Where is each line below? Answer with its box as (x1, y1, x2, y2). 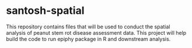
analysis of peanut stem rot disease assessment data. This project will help (6, 29, 187, 36)
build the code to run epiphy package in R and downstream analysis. (6, 35, 171, 42)
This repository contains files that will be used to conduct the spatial (6, 23, 170, 30)
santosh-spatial (6, 4, 85, 17)
